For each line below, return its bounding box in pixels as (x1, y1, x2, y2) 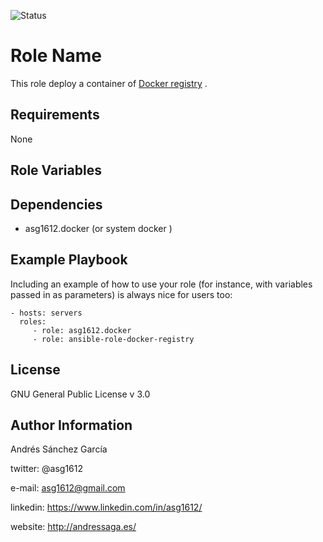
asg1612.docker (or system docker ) (24, 222, 173, 234)
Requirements (10, 106, 100, 124)
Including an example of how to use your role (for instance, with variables (10, 278, 313, 290)
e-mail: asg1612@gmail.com (10, 482, 126, 494)
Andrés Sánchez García (10, 443, 108, 455)
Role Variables (10, 162, 102, 179)
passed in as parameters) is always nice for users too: (10, 288, 233, 300)
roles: (19, 316, 47, 327)
